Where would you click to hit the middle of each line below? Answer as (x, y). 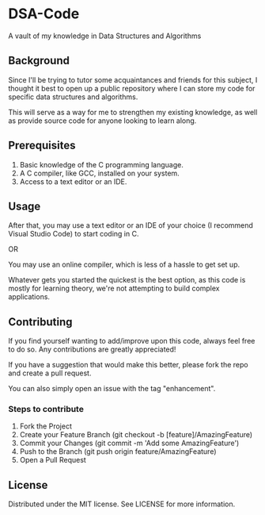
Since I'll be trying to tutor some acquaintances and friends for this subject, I (133, 79)
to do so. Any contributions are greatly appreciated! (92, 349)
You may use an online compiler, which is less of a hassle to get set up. (124, 265)
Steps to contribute (46, 409)
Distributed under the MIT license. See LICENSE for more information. (122, 504)
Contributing (40, 322)
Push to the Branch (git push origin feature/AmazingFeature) (118, 452)
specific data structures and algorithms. (73, 97)
